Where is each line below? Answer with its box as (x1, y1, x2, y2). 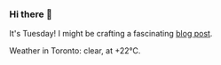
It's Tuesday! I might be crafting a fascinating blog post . (9, 28, 213, 39)
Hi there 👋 (9, 8, 53, 20)
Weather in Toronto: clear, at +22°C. (9, 45, 141, 56)
